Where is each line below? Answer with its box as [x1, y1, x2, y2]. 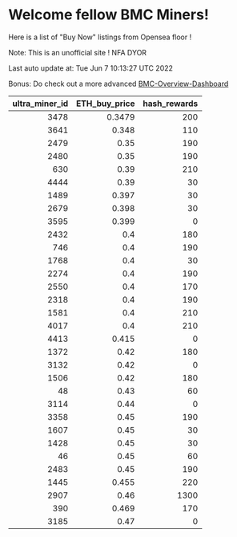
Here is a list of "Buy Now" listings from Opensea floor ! [8, 32, 192, 42]
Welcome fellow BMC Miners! [8, 6, 210, 24]
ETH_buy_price [75, 98, 135, 109]
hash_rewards [143, 98, 199, 109]
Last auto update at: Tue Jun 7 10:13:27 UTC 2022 [8, 63, 174, 73]
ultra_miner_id [12, 98, 69, 109]
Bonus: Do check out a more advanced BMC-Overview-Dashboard [8, 79, 229, 88]
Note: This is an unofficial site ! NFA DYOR [8, 47, 147, 57]
